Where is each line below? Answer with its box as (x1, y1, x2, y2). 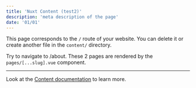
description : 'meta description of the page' (6, 14, 118, 20)
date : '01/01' (6, 19, 41, 25)
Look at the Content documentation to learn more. (6, 76, 127, 83)
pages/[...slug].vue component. (6, 59, 86, 66)
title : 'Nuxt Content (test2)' (6, 8, 82, 15)
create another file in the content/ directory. (6, 41, 112, 48)
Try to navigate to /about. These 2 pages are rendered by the (6, 53, 153, 60)
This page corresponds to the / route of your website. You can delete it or (6, 36, 184, 43)
